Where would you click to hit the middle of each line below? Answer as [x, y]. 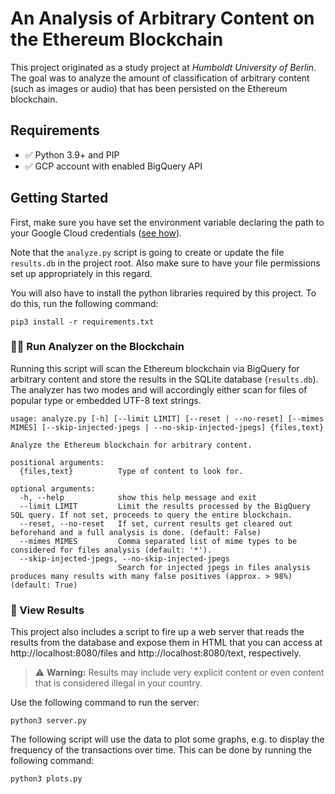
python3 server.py [48, 721]
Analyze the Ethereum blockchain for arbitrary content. [131, 445]
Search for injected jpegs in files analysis [214, 567]
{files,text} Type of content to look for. [131, 471]
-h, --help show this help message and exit [138, 497]
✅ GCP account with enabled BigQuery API [113, 166]
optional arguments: [53, 488]
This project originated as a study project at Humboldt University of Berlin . [163, 67]
